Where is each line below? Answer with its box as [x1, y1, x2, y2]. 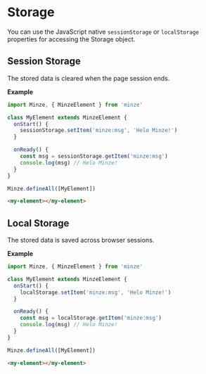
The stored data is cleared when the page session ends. [7, 74, 170, 82]
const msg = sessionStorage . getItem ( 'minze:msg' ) [20, 153, 169, 160]
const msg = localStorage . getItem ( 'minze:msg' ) [20, 314, 162, 322]
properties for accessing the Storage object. [7, 34, 136, 43]
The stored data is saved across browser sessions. [7, 236, 155, 245]
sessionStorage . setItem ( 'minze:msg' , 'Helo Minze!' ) [20, 127, 178, 134]
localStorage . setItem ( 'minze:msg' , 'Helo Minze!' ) [20, 289, 172, 296]
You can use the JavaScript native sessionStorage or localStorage [7, 27, 199, 36]
